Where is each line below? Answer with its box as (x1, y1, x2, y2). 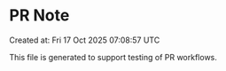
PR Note (9, 5, 70, 26)
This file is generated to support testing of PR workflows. (9, 51, 217, 62)
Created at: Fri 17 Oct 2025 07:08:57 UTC (9, 35, 160, 45)
